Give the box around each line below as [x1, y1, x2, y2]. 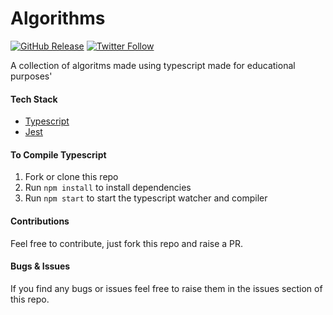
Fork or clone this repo [24, 171, 119, 183]
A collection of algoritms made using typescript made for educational [10, 59, 296, 71]
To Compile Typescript [10, 148, 107, 161]
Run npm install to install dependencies [24, 182, 192, 194]
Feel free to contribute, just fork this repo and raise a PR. [10, 237, 244, 249]
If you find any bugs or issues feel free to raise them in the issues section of [10, 282, 323, 294]
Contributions [10, 215, 70, 227]
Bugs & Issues [10, 260, 71, 272]
